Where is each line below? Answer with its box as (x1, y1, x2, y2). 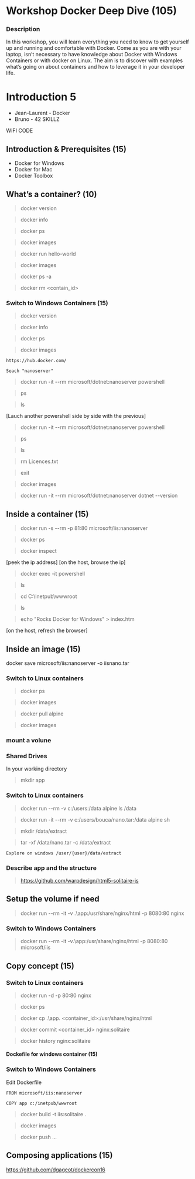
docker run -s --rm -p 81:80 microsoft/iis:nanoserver (20, 525, 148, 532)
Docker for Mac (14, 166, 53, 173)
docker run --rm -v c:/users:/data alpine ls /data (20, 805, 136, 812)
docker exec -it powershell (20, 570, 85, 577)
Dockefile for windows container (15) (6, 1050, 98, 1058)
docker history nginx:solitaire (20, 1037, 91, 1044)
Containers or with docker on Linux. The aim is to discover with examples (6, 57, 183, 64)
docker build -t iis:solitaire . (20, 1110, 87, 1117)
